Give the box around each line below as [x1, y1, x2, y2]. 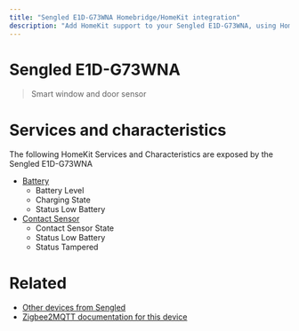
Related [9, 272, 67, 293]
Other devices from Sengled [21, 303, 126, 313]
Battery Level [35, 185, 85, 196]
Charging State [35, 194, 91, 205]
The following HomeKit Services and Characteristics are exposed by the [9, 149, 274, 160]
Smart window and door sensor [30, 89, 147, 99]
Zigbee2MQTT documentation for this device [21, 311, 188, 322]
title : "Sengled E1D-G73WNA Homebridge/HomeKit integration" [9, 12, 241, 22]
